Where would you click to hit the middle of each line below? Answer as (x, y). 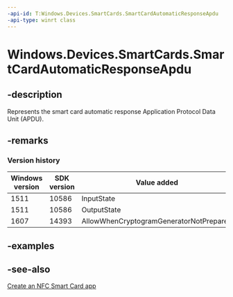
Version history (34, 160)
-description (35, 95)
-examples (31, 246)
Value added (157, 183)
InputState (98, 198)
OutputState (101, 210)
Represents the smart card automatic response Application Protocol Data (112, 111)
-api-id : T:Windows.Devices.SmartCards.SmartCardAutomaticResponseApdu (113, 14)
